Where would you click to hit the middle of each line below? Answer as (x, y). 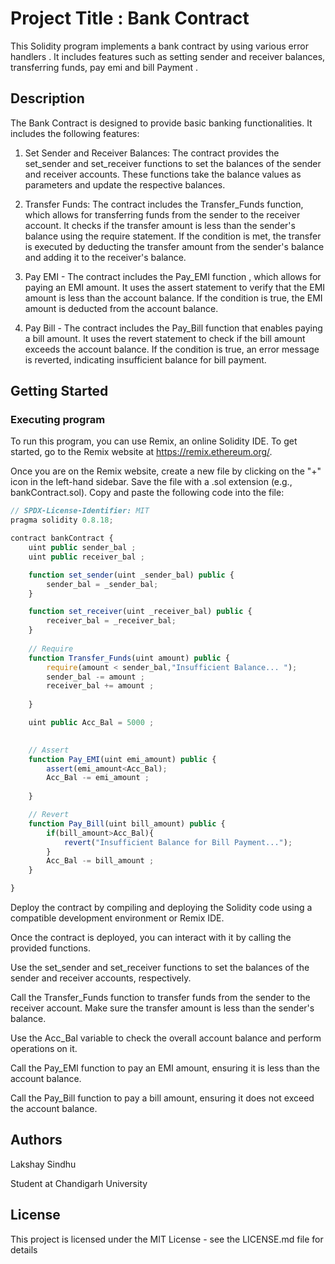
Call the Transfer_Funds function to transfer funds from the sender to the (160, 998)
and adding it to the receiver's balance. (105, 257)
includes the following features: (75, 133)
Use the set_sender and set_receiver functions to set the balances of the (160, 968)
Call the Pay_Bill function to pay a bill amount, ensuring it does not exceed (162, 1098)
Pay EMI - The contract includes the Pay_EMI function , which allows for (173, 276)
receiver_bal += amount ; (100, 686)
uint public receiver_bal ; (86, 557)
